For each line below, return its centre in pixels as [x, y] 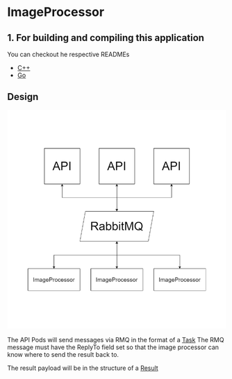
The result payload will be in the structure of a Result [83, 368]
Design [23, 97]
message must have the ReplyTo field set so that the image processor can [113, 347]
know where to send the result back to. [63, 354]
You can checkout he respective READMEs [68, 54]
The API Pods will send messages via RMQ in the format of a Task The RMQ [116, 339]
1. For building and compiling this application [106, 38]
